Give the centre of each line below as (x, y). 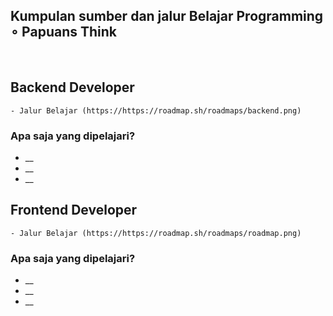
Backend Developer (72, 87)
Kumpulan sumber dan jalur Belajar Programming (167, 16)
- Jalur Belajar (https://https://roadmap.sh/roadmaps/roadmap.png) (156, 233)
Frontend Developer (74, 210)
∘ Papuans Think (63, 32)
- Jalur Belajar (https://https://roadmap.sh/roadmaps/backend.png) (156, 110)
